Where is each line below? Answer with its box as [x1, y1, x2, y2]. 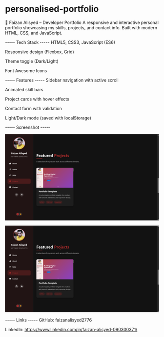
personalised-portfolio [5, 3, 99, 15]
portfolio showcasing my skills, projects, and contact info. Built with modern [5, 24, 158, 30]
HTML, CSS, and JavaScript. [5, 30, 62, 36]
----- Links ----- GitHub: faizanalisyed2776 [5, 317, 92, 323]
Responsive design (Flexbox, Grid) [5, 49, 74, 55]
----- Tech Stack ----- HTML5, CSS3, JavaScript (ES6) [5, 39, 116, 45]
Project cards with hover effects [5, 96, 69, 102]
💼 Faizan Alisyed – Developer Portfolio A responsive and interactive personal [5, 20, 159, 25]
